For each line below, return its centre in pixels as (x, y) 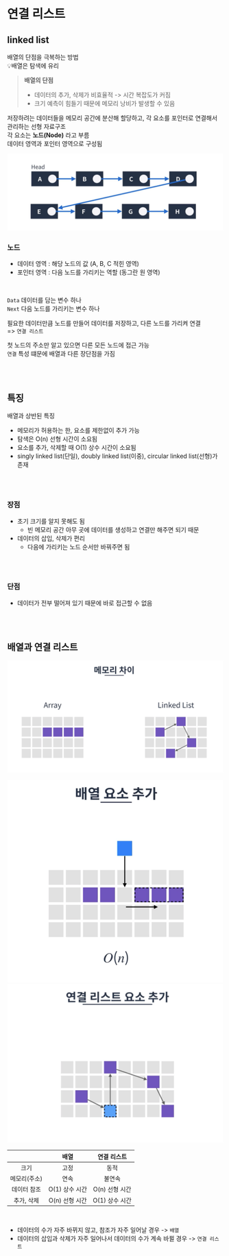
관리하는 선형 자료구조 (37, 126)
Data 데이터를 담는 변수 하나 (45, 300)
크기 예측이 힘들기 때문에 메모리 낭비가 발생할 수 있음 (105, 103)
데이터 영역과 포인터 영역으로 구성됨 (55, 144)
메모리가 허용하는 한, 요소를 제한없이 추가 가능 (79, 431)
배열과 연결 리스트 (43, 648)
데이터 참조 (26, 1189)
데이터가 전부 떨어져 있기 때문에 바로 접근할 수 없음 (85, 603)
